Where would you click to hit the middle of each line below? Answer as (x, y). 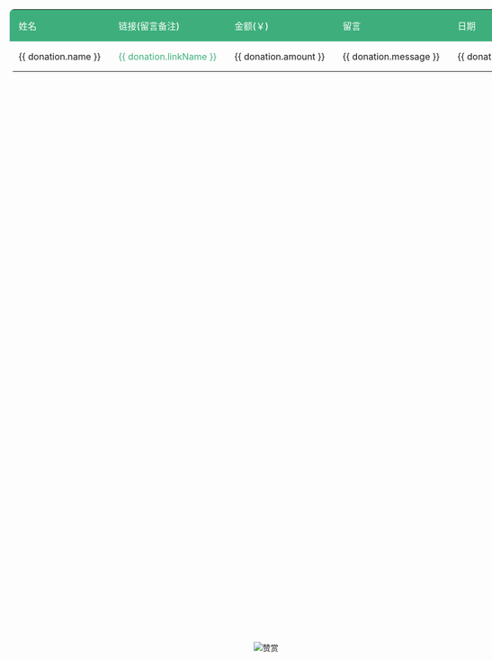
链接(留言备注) (149, 26)
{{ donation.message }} (391, 56)
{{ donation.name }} (59, 56)
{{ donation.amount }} (280, 56)
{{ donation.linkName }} (167, 56)
